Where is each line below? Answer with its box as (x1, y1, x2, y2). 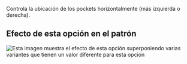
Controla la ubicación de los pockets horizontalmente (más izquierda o (6, 5, 181, 12)
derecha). (6, 11, 31, 19)
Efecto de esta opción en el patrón (6, 29, 137, 39)
